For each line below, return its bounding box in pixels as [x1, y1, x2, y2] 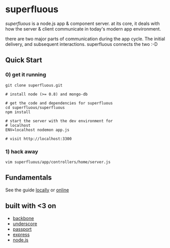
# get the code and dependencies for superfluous [5, 100, 113, 105]
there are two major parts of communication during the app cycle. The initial [5, 36, 165, 42]
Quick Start [5, 56, 42, 65]
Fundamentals [5, 173, 52, 182]
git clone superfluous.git [5, 82, 63, 88]
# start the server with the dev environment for [5, 118, 113, 123]
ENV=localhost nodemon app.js [5, 127, 70, 132]
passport [12, 226, 32, 232]
